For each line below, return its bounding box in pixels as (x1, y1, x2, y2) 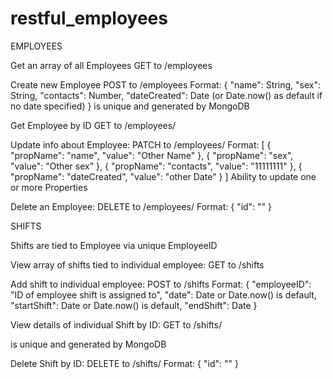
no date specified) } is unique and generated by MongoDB (10, 100, 250, 112)
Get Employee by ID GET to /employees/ (10, 119, 177, 131)
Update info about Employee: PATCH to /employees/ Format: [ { (10, 138, 272, 151)
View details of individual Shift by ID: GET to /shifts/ (10, 318, 223, 331)
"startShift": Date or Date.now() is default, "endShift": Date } (10, 299, 258, 311)
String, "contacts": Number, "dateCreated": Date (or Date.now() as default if (10, 89, 323, 101)
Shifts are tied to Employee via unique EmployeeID (10, 239, 218, 251)
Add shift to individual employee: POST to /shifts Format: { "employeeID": (10, 278, 312, 290)
